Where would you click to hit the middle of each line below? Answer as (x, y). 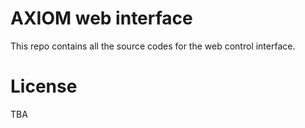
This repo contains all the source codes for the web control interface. (153, 46)
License (44, 86)
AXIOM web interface (101, 18)
